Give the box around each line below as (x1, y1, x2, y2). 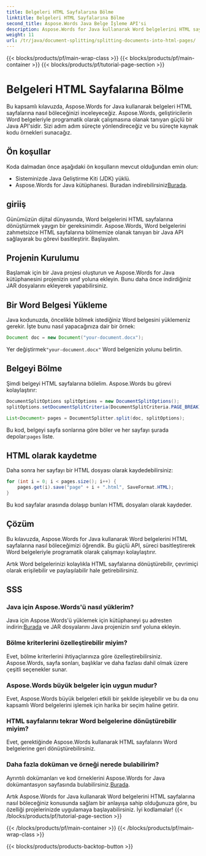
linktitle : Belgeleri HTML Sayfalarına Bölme (6, 15, 124, 21)
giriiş (6, 199, 26, 209)
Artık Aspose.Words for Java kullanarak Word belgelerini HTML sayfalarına (6, 793, 195, 800)
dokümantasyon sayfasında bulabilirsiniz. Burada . (6, 780, 131, 788)
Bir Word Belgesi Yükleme (6, 300, 107, 310)
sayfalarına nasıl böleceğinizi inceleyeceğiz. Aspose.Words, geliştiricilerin (6, 109, 193, 117)
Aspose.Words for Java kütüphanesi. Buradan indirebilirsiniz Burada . (15, 181, 188, 189)
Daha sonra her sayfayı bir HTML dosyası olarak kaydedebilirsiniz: (6, 467, 174, 474)
